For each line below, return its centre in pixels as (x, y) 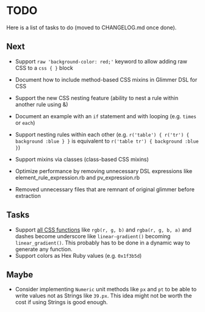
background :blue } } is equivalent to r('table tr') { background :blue (107, 141)
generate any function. (44, 249)
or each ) (25, 122)
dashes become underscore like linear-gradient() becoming (93, 236)
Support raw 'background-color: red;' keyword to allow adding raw (101, 61)
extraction (28, 196)
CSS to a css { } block (44, 68)
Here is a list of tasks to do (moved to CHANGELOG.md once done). (92, 27)
